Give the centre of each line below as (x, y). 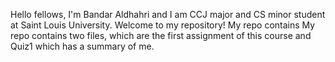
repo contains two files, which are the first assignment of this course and (161, 35)
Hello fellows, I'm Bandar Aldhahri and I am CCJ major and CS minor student (168, 14)
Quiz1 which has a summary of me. (82, 46)
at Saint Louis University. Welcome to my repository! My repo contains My (163, 25)
